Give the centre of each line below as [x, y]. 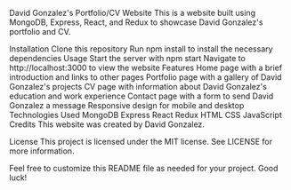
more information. [42, 151]
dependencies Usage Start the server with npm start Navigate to [128, 58]
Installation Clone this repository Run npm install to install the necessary [141, 49]
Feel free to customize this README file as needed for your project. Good [144, 168]
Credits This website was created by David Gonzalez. [107, 124]
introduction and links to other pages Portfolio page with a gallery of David [145, 77]
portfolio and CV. [40, 32]
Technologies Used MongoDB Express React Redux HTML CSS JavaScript [146, 115]
